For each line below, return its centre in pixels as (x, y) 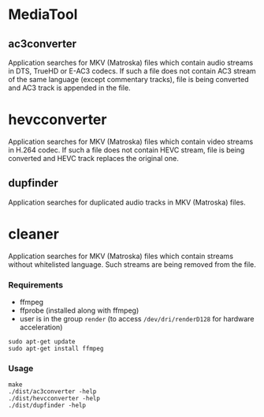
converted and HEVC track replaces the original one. (93, 158)
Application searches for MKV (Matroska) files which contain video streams (131, 141)
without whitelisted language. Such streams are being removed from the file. (132, 264)
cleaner (33, 234)
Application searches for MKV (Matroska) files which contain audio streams (131, 62)
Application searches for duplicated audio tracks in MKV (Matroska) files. (127, 202)
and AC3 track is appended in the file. (70, 88)
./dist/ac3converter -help (52, 392)
